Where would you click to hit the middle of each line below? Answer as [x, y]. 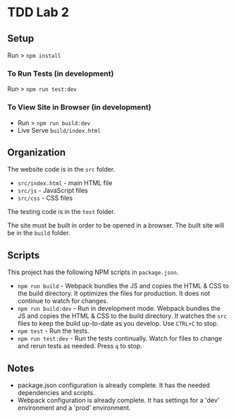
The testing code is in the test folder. [61, 212]
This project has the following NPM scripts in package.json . [93, 272]
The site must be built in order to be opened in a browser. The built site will [116, 225]
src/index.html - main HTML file [65, 183]
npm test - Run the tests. [53, 331]
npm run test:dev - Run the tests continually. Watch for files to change [120, 338]
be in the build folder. [39, 233]
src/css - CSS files [45, 198]
